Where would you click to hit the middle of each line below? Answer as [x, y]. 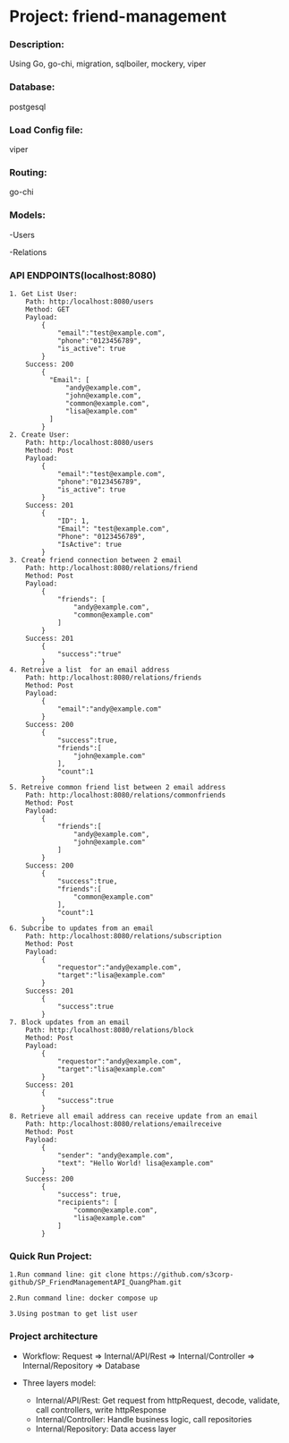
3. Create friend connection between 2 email [95, 560]
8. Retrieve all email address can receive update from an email [133, 1116]
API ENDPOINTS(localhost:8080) [83, 275]
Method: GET [47, 309]
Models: [28, 215]
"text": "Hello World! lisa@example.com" [136, 1163]
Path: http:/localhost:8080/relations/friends [114, 678]
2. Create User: [39, 435]
